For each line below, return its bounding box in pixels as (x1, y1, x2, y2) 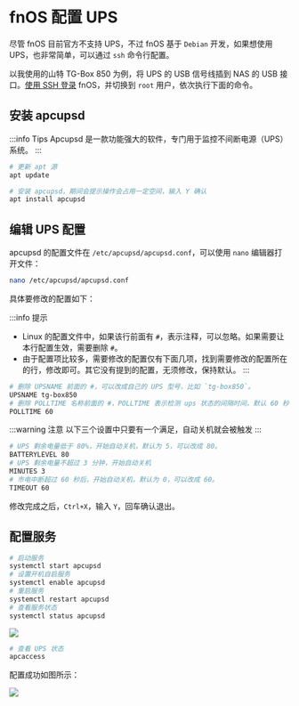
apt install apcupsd (9, 195, 86, 204)
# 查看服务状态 (9, 603, 58, 612)
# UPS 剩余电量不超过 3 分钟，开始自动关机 (9, 458, 151, 467)
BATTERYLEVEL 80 (9, 450, 69, 459)
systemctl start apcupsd (9, 562, 101, 571)
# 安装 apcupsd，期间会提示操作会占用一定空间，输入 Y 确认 (9, 187, 207, 196)
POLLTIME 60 (9, 407, 53, 416)
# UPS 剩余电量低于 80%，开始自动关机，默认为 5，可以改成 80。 (9, 442, 222, 451)
